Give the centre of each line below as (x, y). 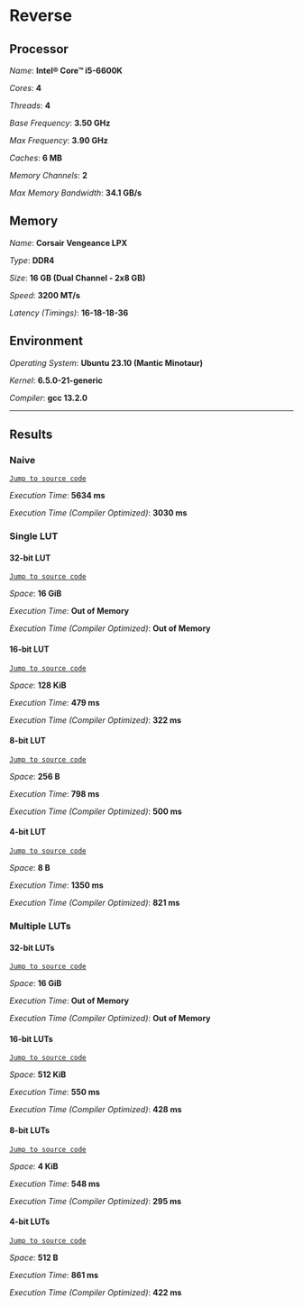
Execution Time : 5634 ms (57, 496)
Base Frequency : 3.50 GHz (60, 123)
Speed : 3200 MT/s (45, 295)
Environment (46, 341)
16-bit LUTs (32, 1038)
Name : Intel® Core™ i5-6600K (66, 70)
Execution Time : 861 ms (54, 1275)
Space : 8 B (30, 868)
